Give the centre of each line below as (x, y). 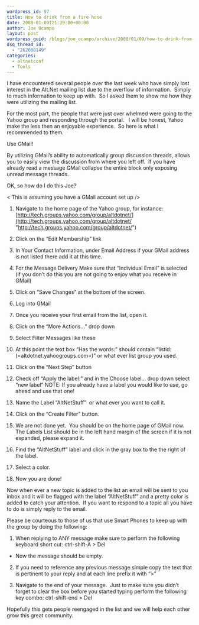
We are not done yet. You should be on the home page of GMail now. (100, 426)
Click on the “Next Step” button (53, 367)
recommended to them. (35, 132)
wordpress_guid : (27, 39)
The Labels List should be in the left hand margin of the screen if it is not (103, 432)
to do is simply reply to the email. (47, 509)
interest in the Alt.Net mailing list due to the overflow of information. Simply (99, 90)
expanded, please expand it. (50, 438)
